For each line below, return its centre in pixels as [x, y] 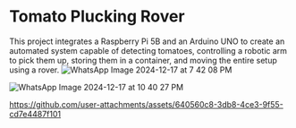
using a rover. [34, 70]
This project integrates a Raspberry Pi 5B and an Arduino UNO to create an [147, 41]
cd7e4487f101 [35, 114]
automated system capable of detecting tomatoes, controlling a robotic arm [148, 50]
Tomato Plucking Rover [97, 17]
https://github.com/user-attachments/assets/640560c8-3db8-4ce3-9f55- [146, 104]
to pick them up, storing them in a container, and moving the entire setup [143, 60]
